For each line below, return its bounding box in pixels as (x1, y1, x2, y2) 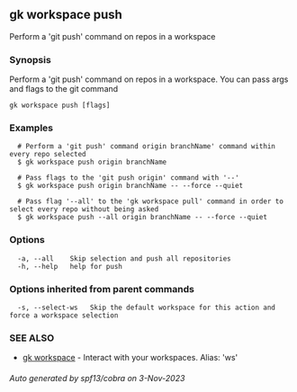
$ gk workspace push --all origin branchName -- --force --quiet (17, 213, 268, 222)
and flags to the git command (9, 84, 119, 94)
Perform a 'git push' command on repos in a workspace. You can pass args (9, 74, 289, 85)
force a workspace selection (9, 311, 119, 320)
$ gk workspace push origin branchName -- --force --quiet (17, 182, 244, 191)
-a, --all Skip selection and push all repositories (17, 254, 231, 263)
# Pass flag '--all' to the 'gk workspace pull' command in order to (17, 197, 283, 206)
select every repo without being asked (9, 205, 159, 214)
